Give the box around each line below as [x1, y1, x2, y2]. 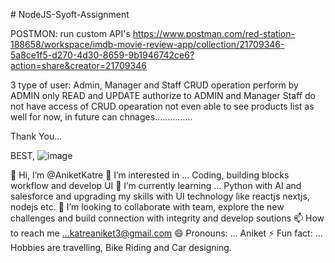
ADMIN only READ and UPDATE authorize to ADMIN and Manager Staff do [10, 90, 316, 101]
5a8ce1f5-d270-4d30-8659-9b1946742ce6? [10, 49, 195, 61]
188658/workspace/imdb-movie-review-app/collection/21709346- [10, 39, 285, 50]
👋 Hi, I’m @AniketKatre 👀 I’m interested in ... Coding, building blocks [10, 169, 290, 181]
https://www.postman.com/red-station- [132, 28, 295, 39]
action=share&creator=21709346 [10, 60, 147, 71]
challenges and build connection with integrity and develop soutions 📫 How [10, 212, 325, 224]
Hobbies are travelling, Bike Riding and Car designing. [10, 242, 232, 253]
